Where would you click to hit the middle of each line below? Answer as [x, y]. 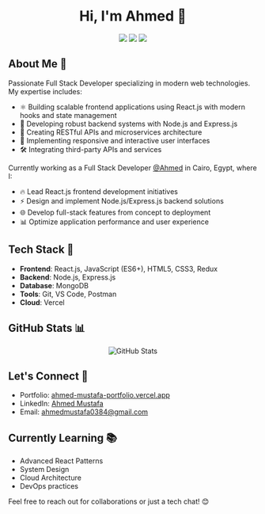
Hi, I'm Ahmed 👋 [133, 16]
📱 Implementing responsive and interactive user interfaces [115, 140]
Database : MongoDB [54, 285]
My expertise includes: [45, 91]
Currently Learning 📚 [62, 438]
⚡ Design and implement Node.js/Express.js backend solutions [121, 200]
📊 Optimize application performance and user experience [114, 222]
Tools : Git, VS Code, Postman [68, 294]
